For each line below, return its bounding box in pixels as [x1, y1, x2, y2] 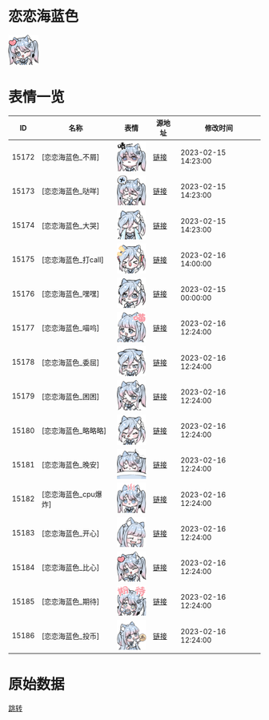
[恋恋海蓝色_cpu [41, 489, 96, 499]
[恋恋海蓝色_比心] [41, 563, 100, 572]
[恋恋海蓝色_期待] [41, 597, 100, 606]
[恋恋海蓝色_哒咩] [41, 186, 100, 196]
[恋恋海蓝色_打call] [41, 254, 104, 265]
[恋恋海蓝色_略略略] [41, 426, 106, 435]
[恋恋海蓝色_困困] [41, 391, 100, 401]
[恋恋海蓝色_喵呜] [41, 323, 100, 333]
